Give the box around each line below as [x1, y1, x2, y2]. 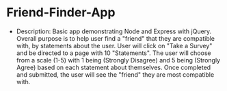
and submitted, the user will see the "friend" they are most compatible [16, 70, 215, 79]
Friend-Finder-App [6, 5, 116, 20]
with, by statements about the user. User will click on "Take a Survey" [16, 41, 213, 50]
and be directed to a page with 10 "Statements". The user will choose [16, 49, 211, 57]
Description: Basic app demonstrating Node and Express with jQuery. [16, 27, 212, 35]
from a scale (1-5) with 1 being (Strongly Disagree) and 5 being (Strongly [16, 56, 220, 64]
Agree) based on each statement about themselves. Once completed [16, 63, 211, 71]
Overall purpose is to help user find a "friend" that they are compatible [16, 34, 215, 42]
